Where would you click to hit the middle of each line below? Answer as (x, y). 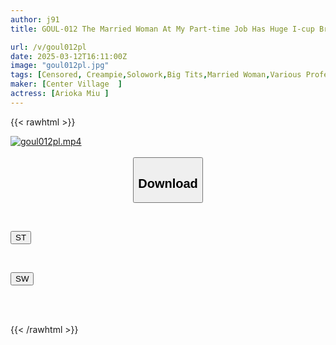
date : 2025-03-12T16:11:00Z (69, 56)
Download (168, 183)
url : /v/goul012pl (48, 47)
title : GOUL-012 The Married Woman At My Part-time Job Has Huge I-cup (162, 29)
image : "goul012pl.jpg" (60, 66)
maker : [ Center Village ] (66, 84)
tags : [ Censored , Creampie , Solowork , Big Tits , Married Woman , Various (156, 75)
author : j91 (35, 19)
